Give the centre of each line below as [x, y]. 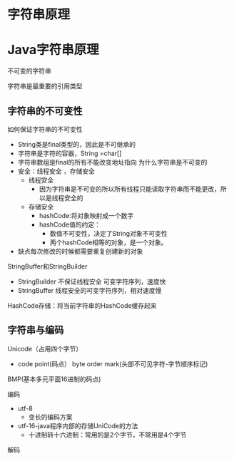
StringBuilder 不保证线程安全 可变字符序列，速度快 [92, 281]
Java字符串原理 [53, 50]
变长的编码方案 [50, 417]
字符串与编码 [36, 330]
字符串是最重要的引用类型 [45, 86]
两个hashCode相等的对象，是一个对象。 [108, 242]
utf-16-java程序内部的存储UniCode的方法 [78, 425]
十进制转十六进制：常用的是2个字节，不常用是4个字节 [107, 435]
